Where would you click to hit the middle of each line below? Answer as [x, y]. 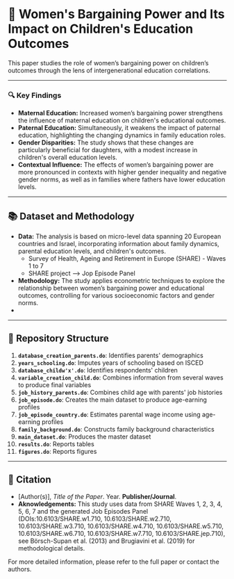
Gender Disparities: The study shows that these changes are [106, 142]
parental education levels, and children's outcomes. [92, 251]
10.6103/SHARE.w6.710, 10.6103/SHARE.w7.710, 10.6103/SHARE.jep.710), [122, 533]
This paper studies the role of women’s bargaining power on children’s [108, 63]
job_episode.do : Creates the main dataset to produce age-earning [112, 400]
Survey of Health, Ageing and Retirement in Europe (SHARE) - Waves [127, 259]
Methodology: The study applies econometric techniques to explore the [121, 281]
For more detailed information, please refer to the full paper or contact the [114, 562]
